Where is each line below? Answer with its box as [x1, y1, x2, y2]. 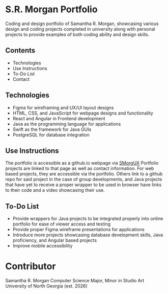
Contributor [5, 261, 56, 272]
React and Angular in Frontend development [12, 115, 105, 121]
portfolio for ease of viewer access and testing [12, 221, 111, 227]
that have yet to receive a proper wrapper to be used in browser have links [5, 182, 162, 188]
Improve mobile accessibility [12, 243, 73, 249]
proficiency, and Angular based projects [12, 237, 97, 243]
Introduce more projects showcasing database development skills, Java [12, 232, 163, 238]
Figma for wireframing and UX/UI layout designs [12, 104, 114, 110]
